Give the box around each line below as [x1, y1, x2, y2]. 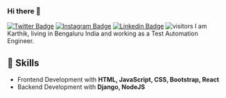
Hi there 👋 [7, 6, 42, 16]
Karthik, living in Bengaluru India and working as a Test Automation [7, 29, 199, 38]
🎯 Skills [7, 57, 40, 69]
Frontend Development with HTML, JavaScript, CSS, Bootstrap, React [17, 76, 220, 84]
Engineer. [7, 37, 35, 45]
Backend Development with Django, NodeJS [17, 83, 146, 91]
